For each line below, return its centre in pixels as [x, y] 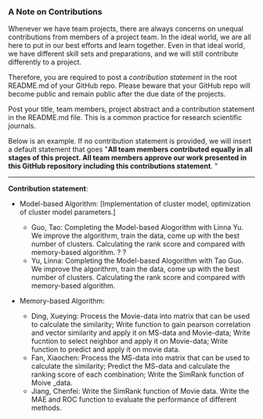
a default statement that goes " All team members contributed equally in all [130, 149]
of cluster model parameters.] [67, 212]
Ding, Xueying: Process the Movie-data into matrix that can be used [141, 316]
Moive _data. [52, 383]
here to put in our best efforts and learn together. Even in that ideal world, [126, 46]
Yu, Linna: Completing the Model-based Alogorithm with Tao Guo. [137, 261]
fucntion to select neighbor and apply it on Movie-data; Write [130, 341]
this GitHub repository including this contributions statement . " [113, 166]
